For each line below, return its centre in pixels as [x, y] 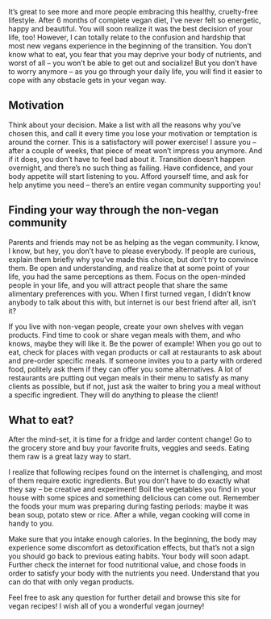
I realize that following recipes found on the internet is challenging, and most [135, 472]
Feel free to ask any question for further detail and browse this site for [125, 598]
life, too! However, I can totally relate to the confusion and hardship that [127, 37]
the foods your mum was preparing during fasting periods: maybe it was [128, 506]
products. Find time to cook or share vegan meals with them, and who [125, 334]
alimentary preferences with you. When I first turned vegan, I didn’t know [130, 293]
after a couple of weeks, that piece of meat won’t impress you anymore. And [135, 150]
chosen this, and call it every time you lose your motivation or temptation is [133, 133]
